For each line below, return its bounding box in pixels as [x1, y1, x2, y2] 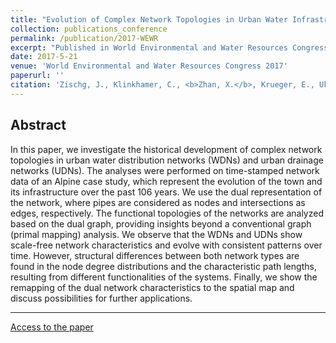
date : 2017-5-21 [10, 52, 78, 62]
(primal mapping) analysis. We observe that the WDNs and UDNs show [10, 228, 303, 240]
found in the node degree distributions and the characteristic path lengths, [10, 260, 317, 272]
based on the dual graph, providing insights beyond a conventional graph [10, 217, 312, 230]
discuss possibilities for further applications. [10, 292, 193, 304]
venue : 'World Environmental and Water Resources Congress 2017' [10, 61, 288, 71]
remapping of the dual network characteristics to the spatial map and [10, 281, 295, 293]
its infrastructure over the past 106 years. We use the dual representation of [10, 186, 323, 198]
